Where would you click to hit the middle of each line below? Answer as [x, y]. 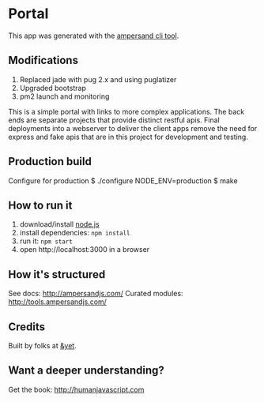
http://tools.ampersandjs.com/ [57, 302]
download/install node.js [60, 224]
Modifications [43, 60]
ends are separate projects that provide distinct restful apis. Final [114, 120]
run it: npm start [46, 241]
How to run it [40, 205]
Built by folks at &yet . [42, 346]
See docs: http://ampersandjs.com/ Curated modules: [96, 294]
